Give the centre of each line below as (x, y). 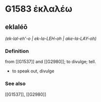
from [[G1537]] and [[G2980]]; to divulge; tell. (50, 62)
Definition (17, 51)
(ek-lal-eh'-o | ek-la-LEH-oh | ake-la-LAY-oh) (51, 38)
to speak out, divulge (33, 71)
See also (15, 84)
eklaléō (16, 27)
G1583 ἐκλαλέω (39, 9)
